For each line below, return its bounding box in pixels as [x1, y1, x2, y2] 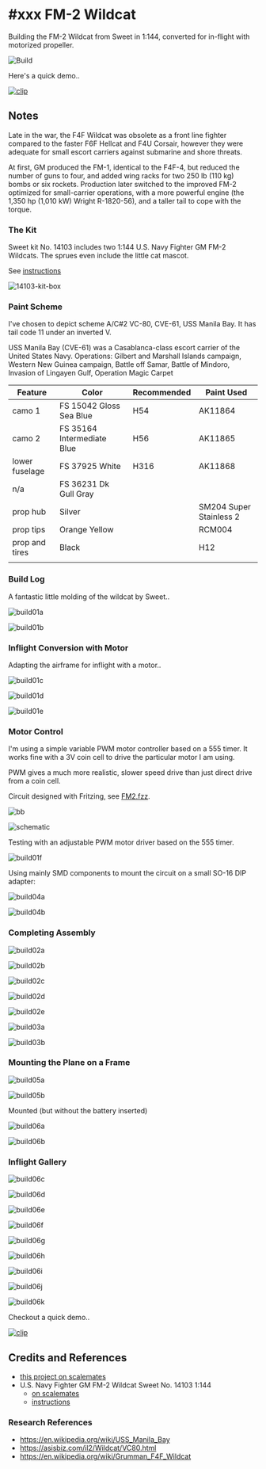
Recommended [132, 387, 192, 398]
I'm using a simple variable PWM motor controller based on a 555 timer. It [8, 744, 248, 754]
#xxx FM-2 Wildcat [8, 6, 136, 24]
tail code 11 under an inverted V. [8, 327, 112, 338]
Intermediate [59, 433, 107, 445]
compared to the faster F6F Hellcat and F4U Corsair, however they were [8, 139, 244, 148]
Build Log [8, 574, 45, 585]
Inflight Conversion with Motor [8, 642, 129, 653]
